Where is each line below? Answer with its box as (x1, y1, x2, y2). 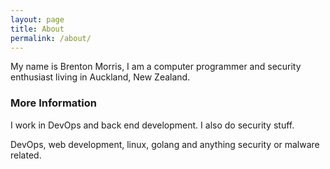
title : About (10, 24, 65, 34)
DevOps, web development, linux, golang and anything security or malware (10, 138, 320, 150)
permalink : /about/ (10, 33, 92, 43)
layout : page (10, 14, 65, 25)
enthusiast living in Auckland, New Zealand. (10, 71, 191, 83)
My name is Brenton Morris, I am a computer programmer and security (10, 61, 302, 73)
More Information (10, 96, 97, 110)
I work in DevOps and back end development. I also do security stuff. (10, 119, 295, 131)
